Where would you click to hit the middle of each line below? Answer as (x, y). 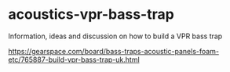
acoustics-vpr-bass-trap (91, 14)
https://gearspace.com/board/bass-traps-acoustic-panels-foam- (114, 51)
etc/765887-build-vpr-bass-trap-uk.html (74, 59)
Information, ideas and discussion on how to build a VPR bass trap (115, 36)
